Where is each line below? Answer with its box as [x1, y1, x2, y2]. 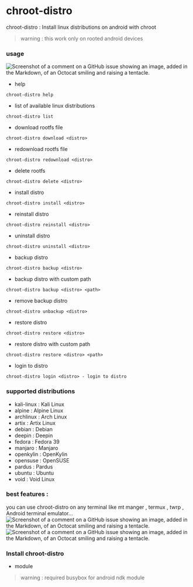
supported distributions [6, 387, 75, 395]
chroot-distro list [6, 113, 54, 120]
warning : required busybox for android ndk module [20, 574, 145, 581]
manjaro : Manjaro [14, 444, 58, 451]
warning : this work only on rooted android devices [20, 35, 143, 42]
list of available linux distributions [14, 102, 95, 109]
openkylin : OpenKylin [14, 451, 68, 458]
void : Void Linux [14, 475, 55, 482]
